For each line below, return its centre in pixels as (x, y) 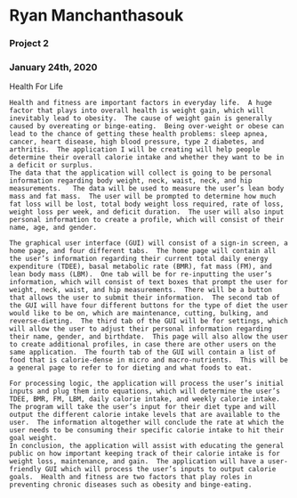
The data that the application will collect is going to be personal (141, 173)
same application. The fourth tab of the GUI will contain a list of (143, 353)
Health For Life (36, 86)
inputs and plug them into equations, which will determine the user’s (144, 392)
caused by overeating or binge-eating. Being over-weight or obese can (147, 127)
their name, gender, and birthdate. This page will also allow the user (149, 337)
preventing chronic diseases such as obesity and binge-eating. (131, 485)
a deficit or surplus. (51, 166)
